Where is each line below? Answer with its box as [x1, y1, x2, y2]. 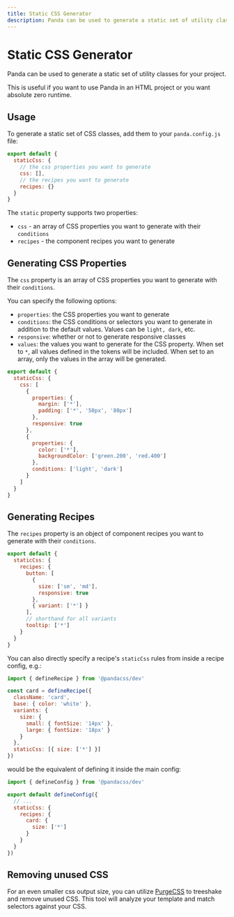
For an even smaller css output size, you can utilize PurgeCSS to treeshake [7, 888, 222, 896]
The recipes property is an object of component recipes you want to [7, 529, 204, 538]
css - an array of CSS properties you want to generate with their [17, 222, 201, 230]
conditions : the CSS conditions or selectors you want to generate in [17, 318, 212, 326]
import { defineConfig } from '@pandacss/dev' [7, 779, 145, 786]
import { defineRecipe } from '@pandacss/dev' [7, 675, 145, 682]
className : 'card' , [13, 694, 70, 701]
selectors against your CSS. [7, 902, 87, 911]
